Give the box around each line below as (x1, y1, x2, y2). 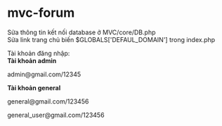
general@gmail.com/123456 (7, 97, 89, 106)
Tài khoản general (7, 83, 61, 92)
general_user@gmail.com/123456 (7, 111, 105, 119)
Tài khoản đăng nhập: (7, 49, 70, 57)
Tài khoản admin (7, 56, 57, 64)
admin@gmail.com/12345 (7, 70, 81, 78)
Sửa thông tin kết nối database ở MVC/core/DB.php (7, 28, 156, 36)
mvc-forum (7, 5, 75, 21)
